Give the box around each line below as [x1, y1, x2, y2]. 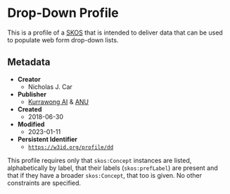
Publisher [17, 90, 47, 98]
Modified [17, 120, 45, 128]
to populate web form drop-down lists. [7, 35, 119, 44]
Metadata [7, 56, 51, 68]
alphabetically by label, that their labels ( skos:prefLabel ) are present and [7, 164, 218, 172]
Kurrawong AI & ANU [27, 97, 89, 106]
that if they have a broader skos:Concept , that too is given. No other [7, 171, 203, 179]
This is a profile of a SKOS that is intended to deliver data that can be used [7, 28, 223, 37]
